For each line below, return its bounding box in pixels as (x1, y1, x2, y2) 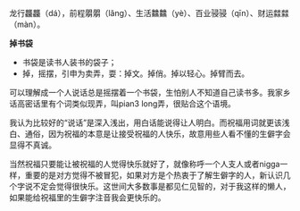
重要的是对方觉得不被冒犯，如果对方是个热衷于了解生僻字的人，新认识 (24, 170, 283, 181)
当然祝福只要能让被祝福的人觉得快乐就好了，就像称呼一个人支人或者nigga (9, 159, 280, 169)
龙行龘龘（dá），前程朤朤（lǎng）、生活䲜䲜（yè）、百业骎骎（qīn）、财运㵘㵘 (9, 8, 290, 18)
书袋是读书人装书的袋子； (21, 57, 117, 67)
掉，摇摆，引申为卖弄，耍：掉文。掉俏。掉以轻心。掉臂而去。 (21, 68, 250, 79)
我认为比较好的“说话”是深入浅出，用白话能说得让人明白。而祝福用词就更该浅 (9, 117, 290, 128)
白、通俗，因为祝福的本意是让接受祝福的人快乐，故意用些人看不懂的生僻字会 (9, 129, 291, 139)
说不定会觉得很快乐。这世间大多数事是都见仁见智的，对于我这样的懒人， (24, 181, 291, 191)
